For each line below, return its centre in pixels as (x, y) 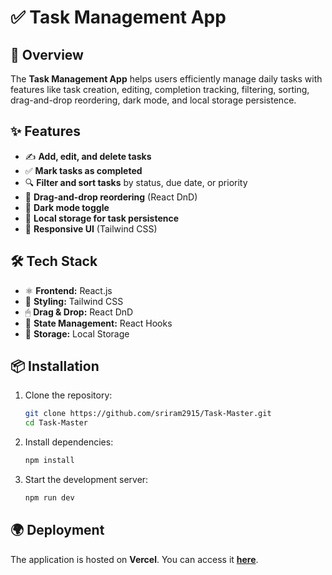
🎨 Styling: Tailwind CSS (74, 301)
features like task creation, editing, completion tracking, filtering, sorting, (160, 89)
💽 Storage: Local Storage (77, 333)
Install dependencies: (69, 442)
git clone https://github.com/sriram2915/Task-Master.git (148, 414)
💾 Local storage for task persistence (102, 218)
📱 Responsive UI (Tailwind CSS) (91, 228)
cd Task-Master (56, 423)
